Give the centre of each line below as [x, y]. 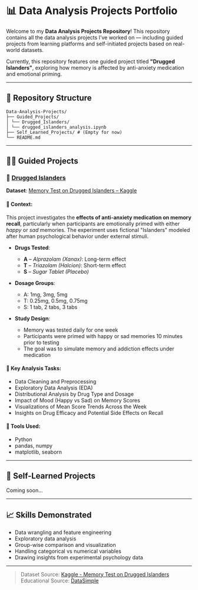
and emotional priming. [34, 74]
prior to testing [42, 342]
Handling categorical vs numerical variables [68, 551]
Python [23, 440]
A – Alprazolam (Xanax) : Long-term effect [75, 259]
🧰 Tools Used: [23, 426]
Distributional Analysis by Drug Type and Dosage [74, 394]
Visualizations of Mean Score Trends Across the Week [81, 407]
